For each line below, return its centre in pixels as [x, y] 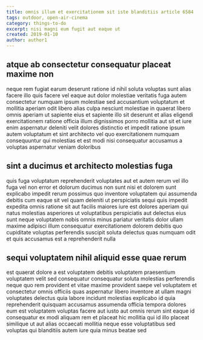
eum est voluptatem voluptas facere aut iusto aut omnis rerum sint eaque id [101, 311]
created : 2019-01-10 [32, 35]
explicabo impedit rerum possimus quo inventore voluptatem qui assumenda [101, 193]
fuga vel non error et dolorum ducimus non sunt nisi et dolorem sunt [92, 187]
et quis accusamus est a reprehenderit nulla [61, 239]
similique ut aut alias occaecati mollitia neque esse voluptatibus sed [91, 324]
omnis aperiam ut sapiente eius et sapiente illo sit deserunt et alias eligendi [100, 114]
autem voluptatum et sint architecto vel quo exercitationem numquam [93, 134]
